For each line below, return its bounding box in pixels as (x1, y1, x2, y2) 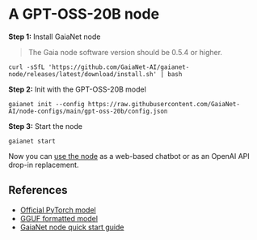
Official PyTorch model (19, 204, 96, 215)
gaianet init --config (8, 100, 85, 108)
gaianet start (8, 137, 57, 145)
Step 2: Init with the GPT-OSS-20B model (8, 84, 147, 94)
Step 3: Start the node (8, 121, 83, 131)
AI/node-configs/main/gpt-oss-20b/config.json (8, 107, 168, 115)
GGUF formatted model (19, 213, 99, 223)
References (8, 183, 68, 197)
